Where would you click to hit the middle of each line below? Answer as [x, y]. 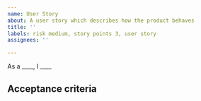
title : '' [22, 27]
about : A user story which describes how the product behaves [101, 20]
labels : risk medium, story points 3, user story [82, 34]
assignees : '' [28, 40]
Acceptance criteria [52, 89]
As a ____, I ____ [29, 66]
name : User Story [33, 14]
